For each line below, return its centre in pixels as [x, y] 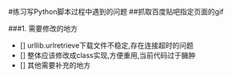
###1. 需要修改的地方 [43, 29]
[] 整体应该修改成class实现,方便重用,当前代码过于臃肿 [108, 55]
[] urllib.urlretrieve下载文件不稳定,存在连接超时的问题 [106, 45]
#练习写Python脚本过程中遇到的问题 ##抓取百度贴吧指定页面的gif [116, 12]
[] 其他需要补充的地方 [55, 65]
